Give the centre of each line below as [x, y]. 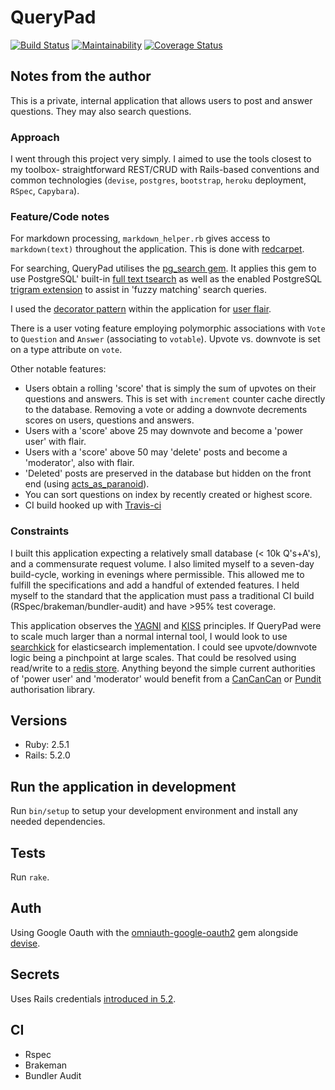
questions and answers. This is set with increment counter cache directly [175, 399]
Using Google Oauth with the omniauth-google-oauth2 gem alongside [154, 932]
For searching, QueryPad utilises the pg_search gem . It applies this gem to [163, 268]
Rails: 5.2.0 [47, 755]
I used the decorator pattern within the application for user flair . [141, 309]
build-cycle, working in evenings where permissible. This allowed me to [157, 574]
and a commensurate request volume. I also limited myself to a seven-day [162, 563]
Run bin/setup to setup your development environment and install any [154, 811]
